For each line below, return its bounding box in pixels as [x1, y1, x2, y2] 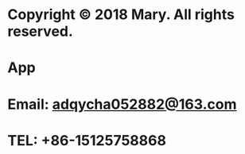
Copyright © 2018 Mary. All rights [7, 6, 235, 24]
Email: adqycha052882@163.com [7, 95, 237, 113]
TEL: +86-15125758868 [7, 131, 166, 149]
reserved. [7, 22, 73, 40]
